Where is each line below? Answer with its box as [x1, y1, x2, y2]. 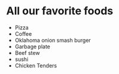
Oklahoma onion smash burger [14, 36, 91, 44]
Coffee [14, 30, 32, 37]
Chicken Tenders [14, 61, 57, 69]
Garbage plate [14, 43, 51, 50]
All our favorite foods [6, 4, 114, 18]
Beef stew [14, 49, 40, 56]
